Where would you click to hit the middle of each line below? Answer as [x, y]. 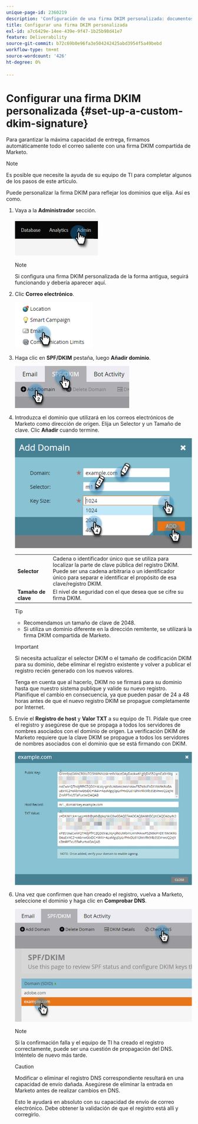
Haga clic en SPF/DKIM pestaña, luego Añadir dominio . [83, 358]
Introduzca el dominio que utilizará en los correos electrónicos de [94, 418]
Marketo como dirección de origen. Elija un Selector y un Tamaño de [98, 424]
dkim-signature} [47, 123]
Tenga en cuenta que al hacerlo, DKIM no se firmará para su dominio [98, 682]
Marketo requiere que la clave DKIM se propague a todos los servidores [102, 737]
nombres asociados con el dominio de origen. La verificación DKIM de [100, 731]
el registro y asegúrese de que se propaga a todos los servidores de [98, 725]
